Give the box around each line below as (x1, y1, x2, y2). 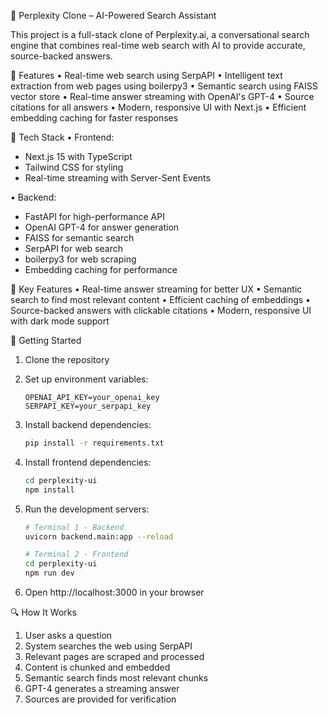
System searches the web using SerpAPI (24, 640, 193, 652)
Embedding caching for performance (24, 264, 178, 275)
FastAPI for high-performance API (24, 211, 165, 222)
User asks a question (24, 630, 113, 641)
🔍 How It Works (10, 606, 77, 618)
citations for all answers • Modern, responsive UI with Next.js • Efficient (10, 101, 307, 113)
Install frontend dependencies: (24, 456, 152, 468)
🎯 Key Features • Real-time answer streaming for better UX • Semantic (10, 283, 303, 295)
